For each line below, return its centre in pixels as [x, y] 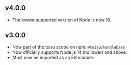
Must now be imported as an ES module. [53, 57]
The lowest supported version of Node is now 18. [62, 20]
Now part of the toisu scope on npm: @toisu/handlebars [68, 47]
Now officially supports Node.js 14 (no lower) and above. [69, 52]
